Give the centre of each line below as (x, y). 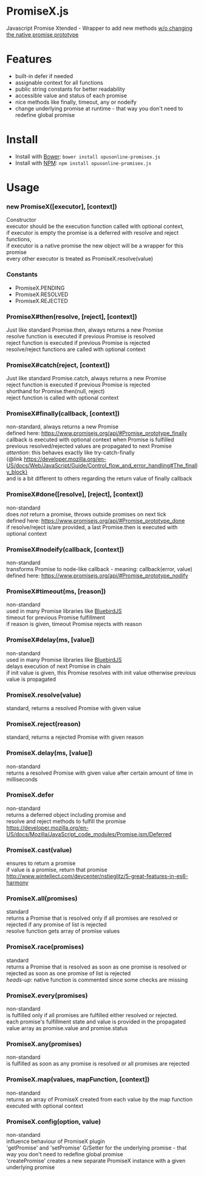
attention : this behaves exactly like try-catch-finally (70, 453)
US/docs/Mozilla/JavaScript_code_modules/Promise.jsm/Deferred (89, 834)
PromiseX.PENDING (40, 288)
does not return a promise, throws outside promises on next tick (87, 514)
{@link (15, 459)
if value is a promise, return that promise (57, 870)
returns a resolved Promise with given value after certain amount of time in (100, 773)
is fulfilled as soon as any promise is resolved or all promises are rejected (98, 1064)
